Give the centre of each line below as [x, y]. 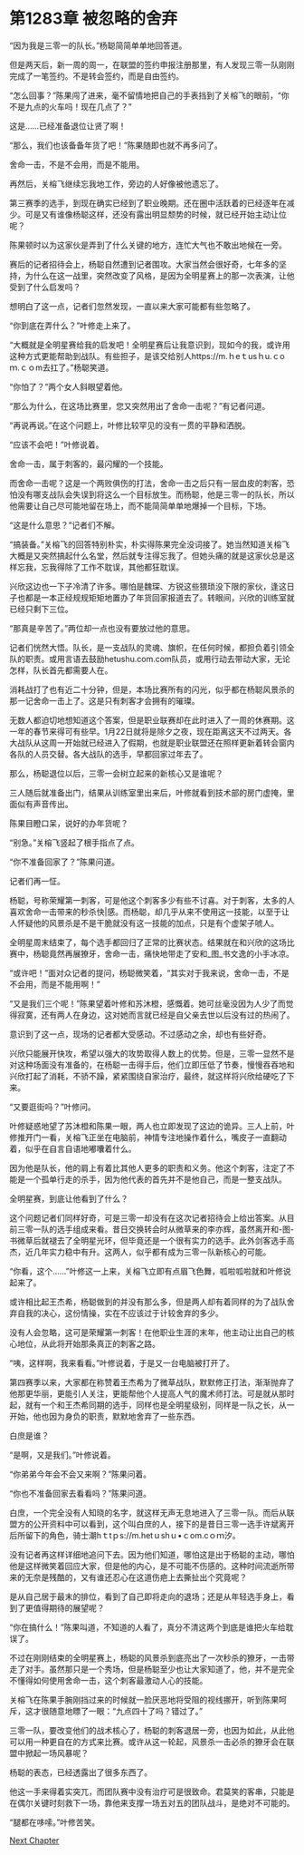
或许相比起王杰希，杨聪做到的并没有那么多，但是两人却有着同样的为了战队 [148, 1302]
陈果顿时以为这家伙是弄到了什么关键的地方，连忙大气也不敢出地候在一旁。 [148, 245]
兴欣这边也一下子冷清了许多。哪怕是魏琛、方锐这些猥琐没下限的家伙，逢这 [148, 586]
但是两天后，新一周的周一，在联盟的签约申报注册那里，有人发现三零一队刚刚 [152, 64]
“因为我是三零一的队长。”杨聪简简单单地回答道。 [98, 45]
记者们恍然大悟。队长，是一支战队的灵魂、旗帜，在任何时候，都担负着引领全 [152, 647]
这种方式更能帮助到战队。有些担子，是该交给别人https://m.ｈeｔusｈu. [141, 356]
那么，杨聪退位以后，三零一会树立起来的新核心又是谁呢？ [116, 773]
